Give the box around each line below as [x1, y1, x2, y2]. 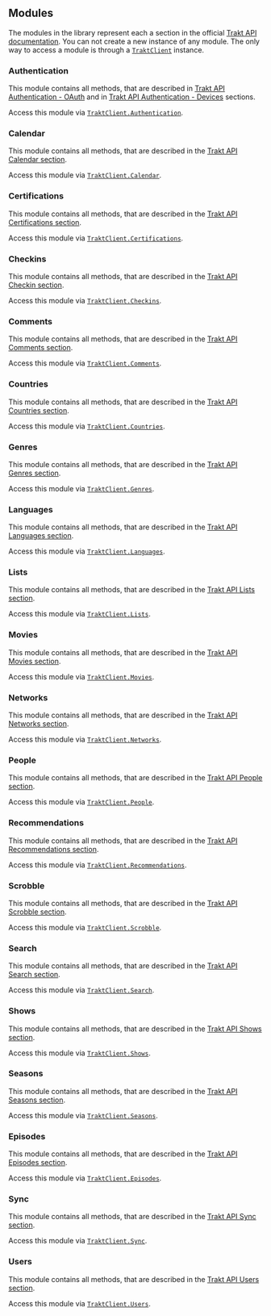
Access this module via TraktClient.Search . [8, 985, 155, 995]
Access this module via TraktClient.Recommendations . [8, 859, 187, 870]
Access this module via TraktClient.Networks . [8, 734, 162, 745]
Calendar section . [8, 155, 67, 165]
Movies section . [8, 656, 61, 666]
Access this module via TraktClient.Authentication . [8, 108, 184, 118]
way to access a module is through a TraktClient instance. [8, 44, 204, 55]
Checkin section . [8, 280, 65, 290]
